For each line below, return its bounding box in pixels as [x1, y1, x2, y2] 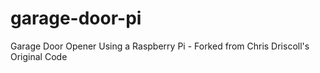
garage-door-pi [10, 7, 142, 30]
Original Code [10, 50, 68, 62]
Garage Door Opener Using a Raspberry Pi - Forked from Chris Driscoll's [10, 40, 310, 52]
